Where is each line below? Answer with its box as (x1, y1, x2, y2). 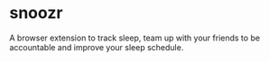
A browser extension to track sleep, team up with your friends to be (9, 32, 260, 43)
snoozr (9, 3, 63, 23)
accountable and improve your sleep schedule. (9, 41, 184, 52)
